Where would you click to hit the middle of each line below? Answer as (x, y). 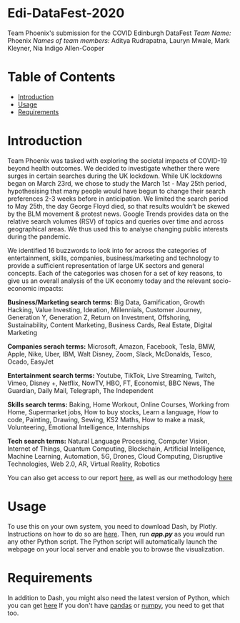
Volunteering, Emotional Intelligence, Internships (79, 427)
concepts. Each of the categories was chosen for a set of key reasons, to (115, 273)
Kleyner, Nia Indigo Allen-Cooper (56, 48)
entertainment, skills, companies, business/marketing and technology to (113, 258)
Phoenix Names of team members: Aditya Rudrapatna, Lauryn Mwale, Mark (119, 40)
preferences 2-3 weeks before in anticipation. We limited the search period (118, 199)
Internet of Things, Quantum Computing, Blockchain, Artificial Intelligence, (117, 449)
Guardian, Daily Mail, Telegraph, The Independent (80, 390)
